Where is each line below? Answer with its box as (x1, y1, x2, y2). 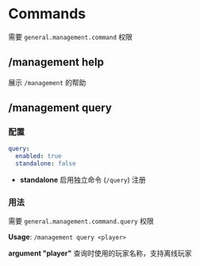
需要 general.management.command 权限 (8, 32, 133, 41)
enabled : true (15, 152, 62, 160)
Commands (8, 5, 87, 23)
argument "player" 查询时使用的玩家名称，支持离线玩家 (8, 249, 192, 258)
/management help (8, 56, 105, 69)
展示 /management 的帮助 (8, 77, 87, 87)
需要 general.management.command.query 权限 (8, 216, 154, 226)
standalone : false (15, 160, 77, 168)
